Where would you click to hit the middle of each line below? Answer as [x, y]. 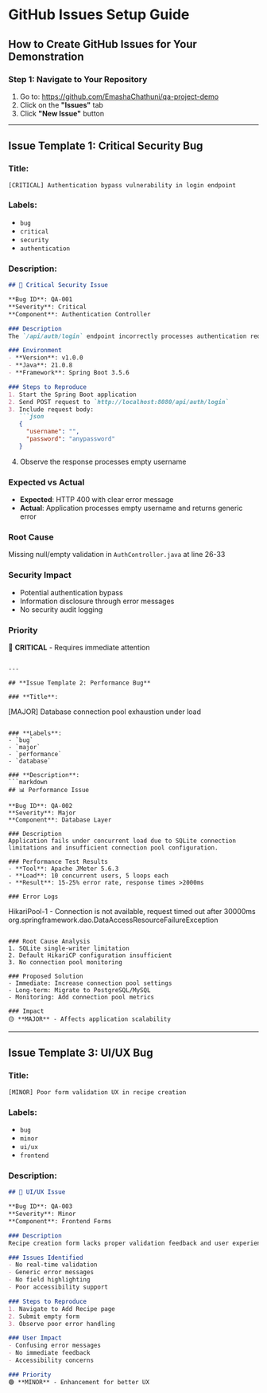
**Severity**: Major [43, 813]
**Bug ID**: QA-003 [41, 1207]
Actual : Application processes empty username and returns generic [131, 508]
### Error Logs [33, 897]
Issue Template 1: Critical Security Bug [106, 146]
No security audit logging [61, 609]
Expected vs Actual [46, 482]
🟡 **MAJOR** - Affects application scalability [89, 1019]
